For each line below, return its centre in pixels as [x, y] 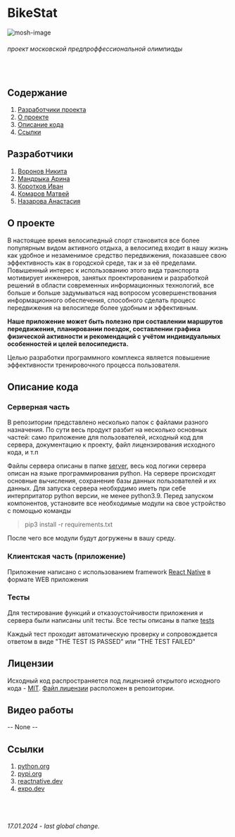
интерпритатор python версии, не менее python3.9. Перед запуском [110, 496]
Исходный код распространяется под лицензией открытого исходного [114, 681]
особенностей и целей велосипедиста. [68, 344]
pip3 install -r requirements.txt [69, 525]
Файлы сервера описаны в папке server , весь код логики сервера [107, 466]
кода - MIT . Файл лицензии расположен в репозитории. [91, 688]
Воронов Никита [42, 171]
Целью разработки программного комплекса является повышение [109, 357]
